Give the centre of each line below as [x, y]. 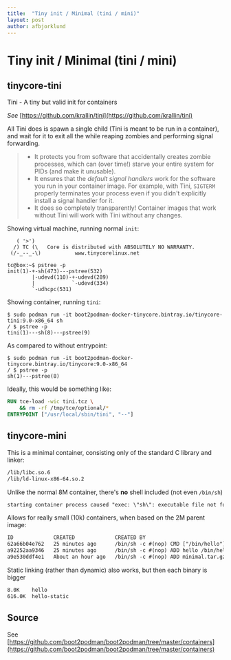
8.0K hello [27, 590]
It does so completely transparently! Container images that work [125, 208]
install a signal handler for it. [74, 201]
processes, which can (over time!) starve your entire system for [124, 164]
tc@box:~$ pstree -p [37, 266]
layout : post [26, 20]
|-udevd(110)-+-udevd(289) [70, 277]
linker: [16, 460]
